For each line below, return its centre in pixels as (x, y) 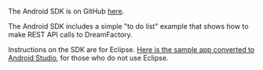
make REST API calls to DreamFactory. (71, 35)
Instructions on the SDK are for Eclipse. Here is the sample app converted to (131, 49)
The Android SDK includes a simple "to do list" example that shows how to (128, 26)
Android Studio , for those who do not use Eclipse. (88, 58)
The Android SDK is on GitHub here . (66, 11)
